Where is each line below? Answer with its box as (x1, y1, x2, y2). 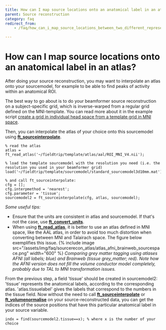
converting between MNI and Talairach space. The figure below (12, 235, 142, 241)
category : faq (5, 16, 35, 21)
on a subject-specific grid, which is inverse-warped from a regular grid (5, 103, 150, 109)
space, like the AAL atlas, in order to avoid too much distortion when (12, 229, 152, 235)
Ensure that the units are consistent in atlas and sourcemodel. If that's (12, 213, 155, 220)
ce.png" (12, 250, 29, 256)
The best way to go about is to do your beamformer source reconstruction (5, 98, 157, 104)
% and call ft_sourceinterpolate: (5, 178, 77, 183)
